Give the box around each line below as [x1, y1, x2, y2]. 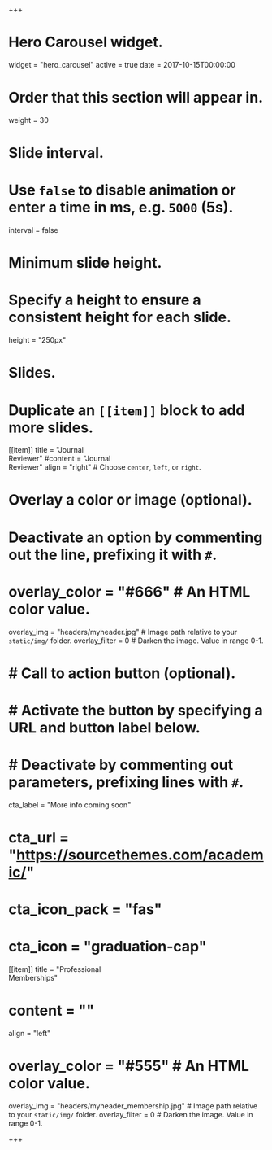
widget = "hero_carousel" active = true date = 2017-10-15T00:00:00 [8, 59, 235, 69]
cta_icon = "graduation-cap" [8, 938, 207, 956]
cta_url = [8, 829, 69, 847]
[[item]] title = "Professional [8, 964, 101, 974]
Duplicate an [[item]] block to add [8, 400, 245, 419]
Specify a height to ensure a [8, 291, 201, 309]
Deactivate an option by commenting [8, 528, 263, 546]
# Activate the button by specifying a [8, 701, 264, 719]
